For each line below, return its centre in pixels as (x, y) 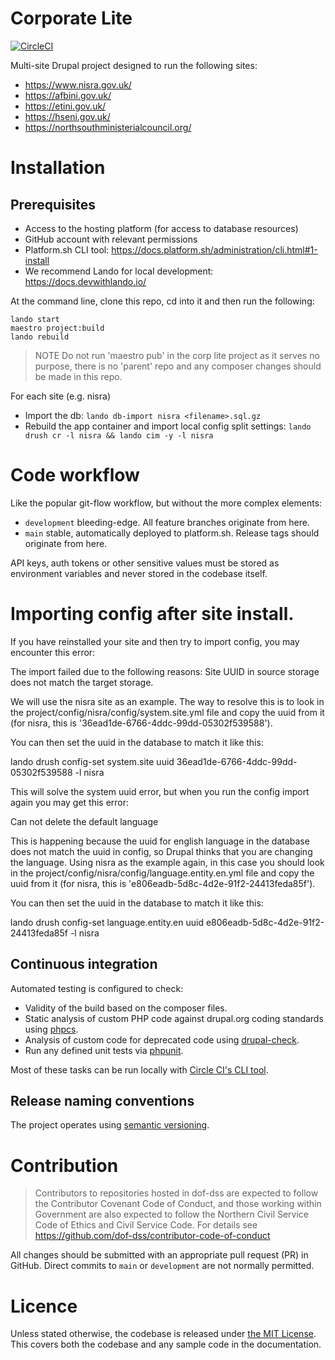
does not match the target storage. (82, 682)
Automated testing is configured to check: (97, 988)
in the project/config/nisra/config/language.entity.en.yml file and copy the (162, 873)
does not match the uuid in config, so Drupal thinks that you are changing (161, 851)
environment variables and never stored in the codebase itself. (139, 573)
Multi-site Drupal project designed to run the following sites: (134, 65)
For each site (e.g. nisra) (61, 396)
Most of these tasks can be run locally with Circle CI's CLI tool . (139, 1069)
